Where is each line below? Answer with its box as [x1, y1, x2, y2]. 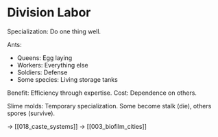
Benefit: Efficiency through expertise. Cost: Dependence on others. [7, 89, 197, 97]
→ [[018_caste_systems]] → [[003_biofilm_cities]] [7, 122, 147, 130]
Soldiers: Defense [16, 68, 68, 76]
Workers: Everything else [16, 61, 88, 69]
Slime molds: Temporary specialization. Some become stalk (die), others [7, 102, 212, 110]
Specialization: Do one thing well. [7, 27, 101, 35]
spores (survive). [7, 109, 56, 117]
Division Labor [7, 5, 91, 20]
